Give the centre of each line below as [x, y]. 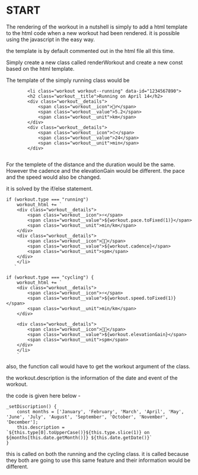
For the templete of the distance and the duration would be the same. [91, 164]
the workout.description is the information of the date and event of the [92, 378]
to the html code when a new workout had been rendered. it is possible [93, 33]
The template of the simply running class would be [68, 80]
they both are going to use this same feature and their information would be [98, 460]
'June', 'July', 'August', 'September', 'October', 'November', [87, 417]
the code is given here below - [44, 395]
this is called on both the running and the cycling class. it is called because [98, 454]
